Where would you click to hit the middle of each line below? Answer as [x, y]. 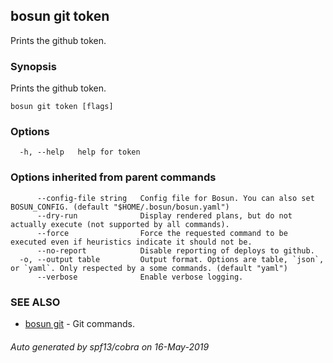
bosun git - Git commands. [79, 323]
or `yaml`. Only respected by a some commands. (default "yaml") [149, 268]
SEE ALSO [35, 302]
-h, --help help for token [80, 152]
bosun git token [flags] [62, 107]
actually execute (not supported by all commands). [120, 224]
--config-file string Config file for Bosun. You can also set [175, 198]
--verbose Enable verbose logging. [140, 277]
